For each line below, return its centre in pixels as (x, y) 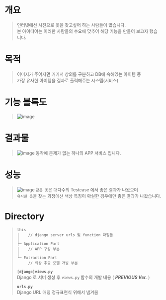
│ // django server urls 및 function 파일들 (65, 235)
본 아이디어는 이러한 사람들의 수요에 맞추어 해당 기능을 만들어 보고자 (83, 31)
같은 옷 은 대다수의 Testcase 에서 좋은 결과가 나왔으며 (87, 189)
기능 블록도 (26, 102)
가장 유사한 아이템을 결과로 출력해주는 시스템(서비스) (68, 80)
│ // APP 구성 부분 (38, 249)
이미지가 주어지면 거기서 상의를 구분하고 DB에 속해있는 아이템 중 (79, 74)
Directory (25, 216)
